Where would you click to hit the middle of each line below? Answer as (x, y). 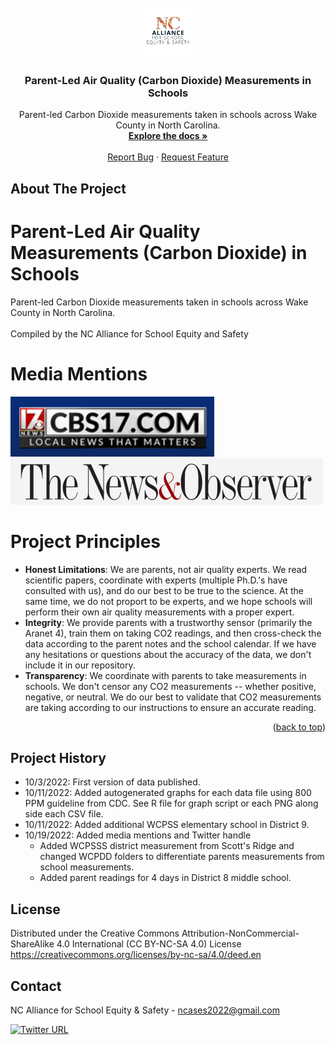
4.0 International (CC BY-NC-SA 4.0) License (149, 944)
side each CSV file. (64, 814)
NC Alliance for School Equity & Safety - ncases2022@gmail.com (145, 1010)
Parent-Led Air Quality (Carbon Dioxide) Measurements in (168, 80)
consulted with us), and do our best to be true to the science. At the (164, 590)
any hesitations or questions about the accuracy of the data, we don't (168, 654)
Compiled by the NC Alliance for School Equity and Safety (129, 333)
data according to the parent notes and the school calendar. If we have (170, 643)
